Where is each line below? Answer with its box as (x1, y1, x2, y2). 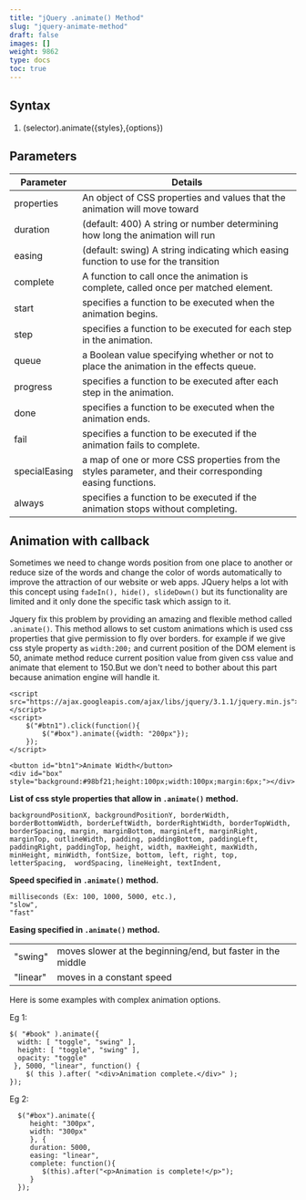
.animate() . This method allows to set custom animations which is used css (9, 624, 293, 635)
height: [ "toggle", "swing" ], (17, 1046, 141, 1055)
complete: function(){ (29, 1159, 117, 1168)
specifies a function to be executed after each (81, 375, 280, 388)
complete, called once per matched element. (81, 281, 273, 294)
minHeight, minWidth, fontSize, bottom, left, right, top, (9, 851, 239, 860)
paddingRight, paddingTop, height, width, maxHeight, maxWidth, (9, 843, 259, 853)
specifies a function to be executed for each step (81, 322, 292, 335)
